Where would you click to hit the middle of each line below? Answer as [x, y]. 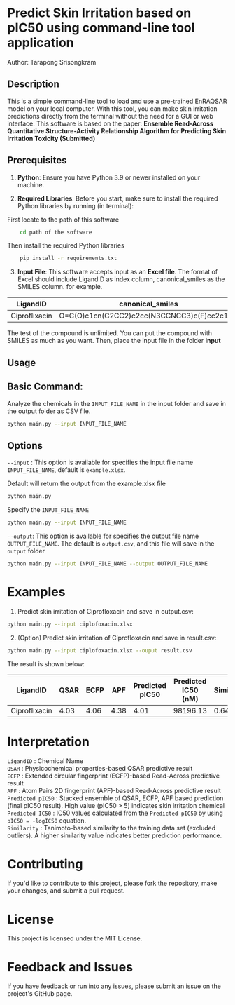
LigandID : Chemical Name [45, 761]
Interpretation [48, 742]
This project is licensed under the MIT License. [75, 938]
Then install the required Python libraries [66, 245]
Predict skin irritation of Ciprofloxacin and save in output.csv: [105, 611]
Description [33, 85]
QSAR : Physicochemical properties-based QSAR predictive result [100, 769]
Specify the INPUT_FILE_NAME [48, 510]
